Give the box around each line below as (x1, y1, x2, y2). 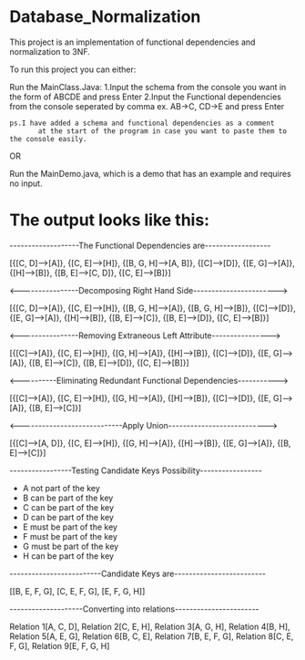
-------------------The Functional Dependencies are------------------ (9, 240, 271, 251)
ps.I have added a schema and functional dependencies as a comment (9, 119, 275, 128)
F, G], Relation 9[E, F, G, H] (9, 640, 110, 651)
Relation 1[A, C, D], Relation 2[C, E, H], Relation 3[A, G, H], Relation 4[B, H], (9, 621, 290, 632)
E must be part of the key (22, 521, 118, 532)
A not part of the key (22, 482, 100, 493)
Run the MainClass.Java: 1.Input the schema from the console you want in (9, 81, 287, 92)
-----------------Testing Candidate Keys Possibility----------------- (9, 465, 262, 476)
